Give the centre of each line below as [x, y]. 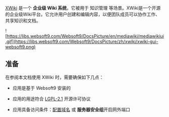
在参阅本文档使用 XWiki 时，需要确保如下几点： [54, 77]
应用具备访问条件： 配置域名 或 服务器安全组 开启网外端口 [71, 109]
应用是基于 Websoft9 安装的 [42, 88]
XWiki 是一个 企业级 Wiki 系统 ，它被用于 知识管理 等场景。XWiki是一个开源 [83, 8]
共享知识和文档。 [23, 21]
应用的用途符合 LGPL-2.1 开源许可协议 [51, 99]
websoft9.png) [20, 47]
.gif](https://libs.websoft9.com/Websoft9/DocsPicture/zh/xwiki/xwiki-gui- [82, 42]
